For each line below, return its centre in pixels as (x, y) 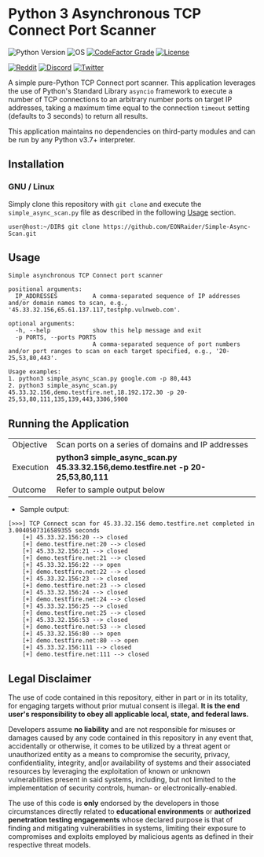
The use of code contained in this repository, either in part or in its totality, (128, 697)
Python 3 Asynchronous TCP (105, 14)
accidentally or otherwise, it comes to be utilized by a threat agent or (119, 746)
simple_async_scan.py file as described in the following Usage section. (122, 212)
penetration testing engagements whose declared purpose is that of (121, 820)
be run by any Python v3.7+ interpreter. (72, 139)
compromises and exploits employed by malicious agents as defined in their (131, 837)
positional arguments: (45, 289)
